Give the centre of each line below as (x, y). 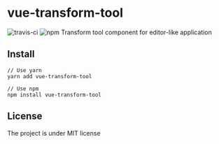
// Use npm (23, 89)
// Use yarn (24, 70)
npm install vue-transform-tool (54, 95)
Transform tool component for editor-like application (136, 32)
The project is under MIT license (54, 133)
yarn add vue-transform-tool (50, 76)
